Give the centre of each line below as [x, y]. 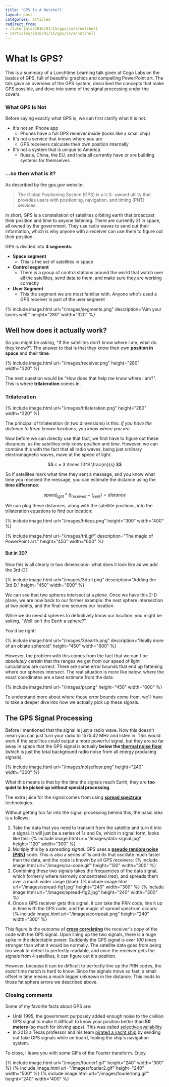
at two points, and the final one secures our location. [60, 606]
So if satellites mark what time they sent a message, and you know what [80, 474]
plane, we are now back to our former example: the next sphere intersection [84, 600]
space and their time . [28, 353]
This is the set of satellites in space [57, 261]
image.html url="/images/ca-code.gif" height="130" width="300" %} [84, 866]
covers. [13, 94]
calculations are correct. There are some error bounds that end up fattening [84, 666]
